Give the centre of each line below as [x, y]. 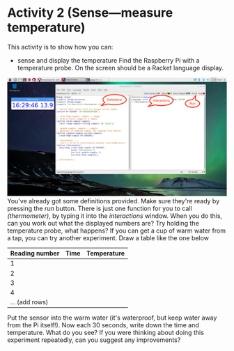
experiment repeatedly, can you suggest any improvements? [94, 340]
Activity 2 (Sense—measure [90, 13]
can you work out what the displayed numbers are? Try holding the [103, 223]
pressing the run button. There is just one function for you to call [100, 208]
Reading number [35, 253]
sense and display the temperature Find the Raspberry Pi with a [108, 60]
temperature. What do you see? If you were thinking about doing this [106, 332]
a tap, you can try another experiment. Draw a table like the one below [108, 237]
